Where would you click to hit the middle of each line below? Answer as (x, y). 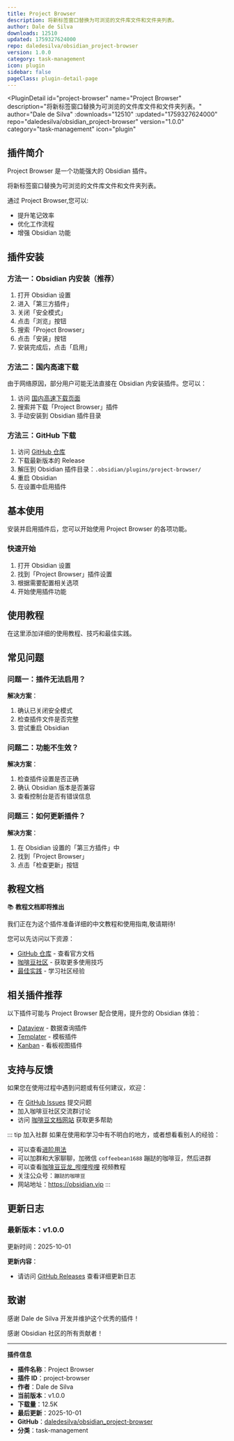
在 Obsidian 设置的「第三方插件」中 (68, 847)
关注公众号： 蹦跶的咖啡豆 (51, 1176)
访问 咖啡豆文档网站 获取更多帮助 (65, 1120)
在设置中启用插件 (42, 487)
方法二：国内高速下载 (43, 367)
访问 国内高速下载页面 (49, 399)
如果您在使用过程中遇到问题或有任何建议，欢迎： (77, 1088)
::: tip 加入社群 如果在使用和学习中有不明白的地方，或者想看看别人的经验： (114, 1135)
